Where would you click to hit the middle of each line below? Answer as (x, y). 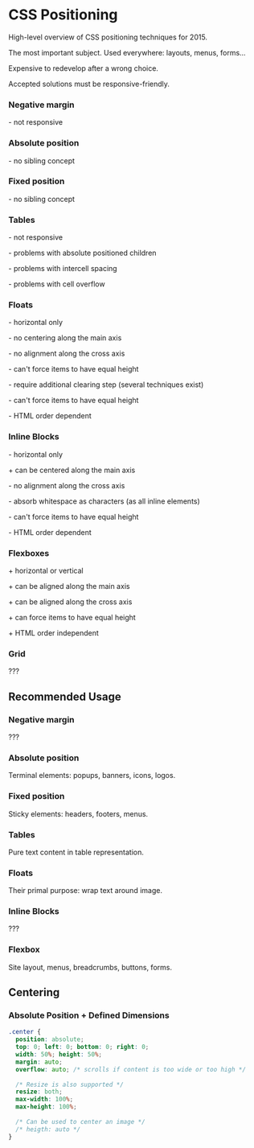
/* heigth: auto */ (48, 1129)
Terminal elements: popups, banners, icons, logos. (92, 776)
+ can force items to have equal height (72, 618)
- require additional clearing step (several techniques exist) (106, 385)
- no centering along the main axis (65, 338)
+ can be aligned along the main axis (69, 586)
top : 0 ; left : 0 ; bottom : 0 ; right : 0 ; (82, 1047)
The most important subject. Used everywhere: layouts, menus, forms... (127, 52)
